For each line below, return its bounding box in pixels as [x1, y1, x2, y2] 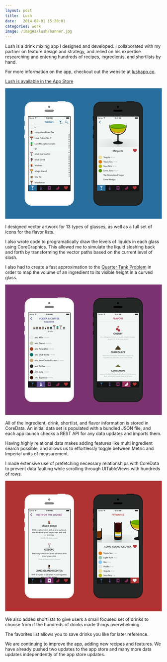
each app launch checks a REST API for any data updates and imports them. [5, 430, 162, 437]
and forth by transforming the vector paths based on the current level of [5, 249, 153, 255]
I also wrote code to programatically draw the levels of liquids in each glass [5, 239, 160, 245]
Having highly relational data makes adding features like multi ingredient [5, 440, 153, 446]
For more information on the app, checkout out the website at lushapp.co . [5, 69, 156, 75]
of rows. [5, 471, 22, 477]
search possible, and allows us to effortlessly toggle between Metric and [5, 445, 154, 452]
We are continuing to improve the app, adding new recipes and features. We [5, 641, 161, 647]
